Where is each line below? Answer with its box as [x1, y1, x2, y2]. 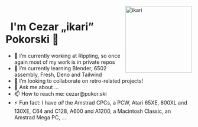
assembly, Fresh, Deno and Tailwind [14, 71, 102, 78]
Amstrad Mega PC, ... [14, 113, 66, 121]
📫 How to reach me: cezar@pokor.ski [14, 90, 107, 97]
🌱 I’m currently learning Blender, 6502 [14, 64, 107, 71]
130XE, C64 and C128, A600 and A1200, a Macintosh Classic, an [14, 108, 171, 115]
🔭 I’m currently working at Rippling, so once [14, 52, 121, 59]
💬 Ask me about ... [14, 83, 59, 90]
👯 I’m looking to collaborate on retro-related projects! [14, 77, 143, 84]
